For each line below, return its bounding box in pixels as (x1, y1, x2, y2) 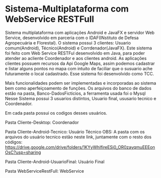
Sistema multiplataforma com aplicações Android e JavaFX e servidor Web (5, 30, 155, 35)
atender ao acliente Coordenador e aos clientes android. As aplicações (5, 55, 147, 61)
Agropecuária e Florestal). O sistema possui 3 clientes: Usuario (5, 40, 131, 45)
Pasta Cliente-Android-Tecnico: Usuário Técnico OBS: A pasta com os (5, 129, 145, 134)
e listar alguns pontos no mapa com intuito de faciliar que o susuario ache (5, 65, 153, 71)
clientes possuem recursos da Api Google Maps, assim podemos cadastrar (5, 60, 155, 66)
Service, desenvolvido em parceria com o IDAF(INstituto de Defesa (5, 35, 139, 41)
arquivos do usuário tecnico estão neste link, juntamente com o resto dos (5, 134, 152, 140)
